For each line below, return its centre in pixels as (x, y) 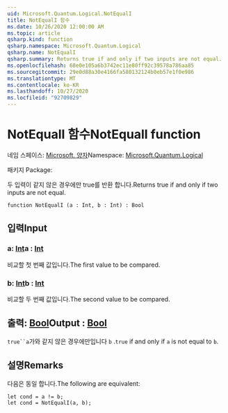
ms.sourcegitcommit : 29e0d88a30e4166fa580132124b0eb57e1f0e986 (101, 72)
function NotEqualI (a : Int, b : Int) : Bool (76, 205)
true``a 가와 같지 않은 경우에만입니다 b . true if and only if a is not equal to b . (113, 341)
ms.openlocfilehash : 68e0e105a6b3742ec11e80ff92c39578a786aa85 (101, 65)
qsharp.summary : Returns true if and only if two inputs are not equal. (115, 59)
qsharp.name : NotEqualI (42, 53)
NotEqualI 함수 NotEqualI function (104, 135)
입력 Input (27, 228)
